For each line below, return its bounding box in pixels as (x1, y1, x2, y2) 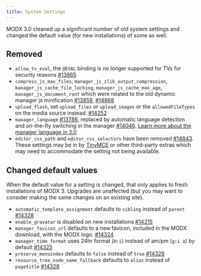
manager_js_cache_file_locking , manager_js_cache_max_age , (14, 84, 163, 91)
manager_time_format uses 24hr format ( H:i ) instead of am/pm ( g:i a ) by (14, 238, 195, 245)
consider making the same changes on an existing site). (6, 194, 144, 201)
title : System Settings (6, 8, 66, 15)
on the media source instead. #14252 (14, 109, 107, 117)
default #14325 (14, 244, 53, 251)
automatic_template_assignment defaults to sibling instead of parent (14, 205, 185, 213)
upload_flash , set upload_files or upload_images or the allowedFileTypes (14, 103, 196, 110)
